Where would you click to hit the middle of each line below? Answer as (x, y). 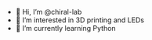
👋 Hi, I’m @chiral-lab (49, 12)
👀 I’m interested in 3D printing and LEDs (80, 20)
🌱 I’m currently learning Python (65, 28)
